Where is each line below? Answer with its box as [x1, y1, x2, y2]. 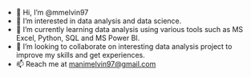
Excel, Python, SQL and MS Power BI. [15, 33, 140, 43]
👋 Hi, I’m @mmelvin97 [15, 8, 89, 17]
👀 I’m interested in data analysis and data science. [15, 16, 182, 26]
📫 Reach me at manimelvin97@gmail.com [15, 59, 156, 68]
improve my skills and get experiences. [15, 51, 146, 59]
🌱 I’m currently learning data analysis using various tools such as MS [15, 25, 244, 34]
